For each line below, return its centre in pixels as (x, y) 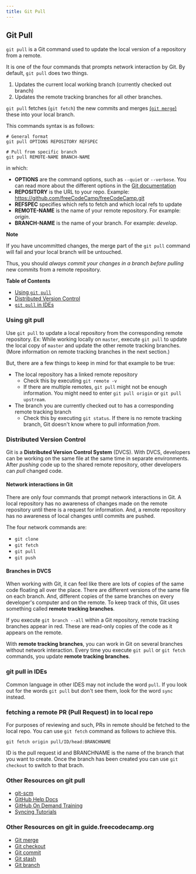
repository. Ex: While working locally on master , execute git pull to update (97, 339)
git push (25, 558)
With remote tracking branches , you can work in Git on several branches (94, 644)
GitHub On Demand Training (49, 806)
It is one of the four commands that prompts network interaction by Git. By (96, 67)
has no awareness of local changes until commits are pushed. (80, 516)
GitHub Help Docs (36, 800)
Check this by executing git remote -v (70, 380)
